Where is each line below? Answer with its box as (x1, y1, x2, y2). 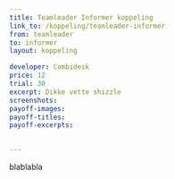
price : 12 (9, 71, 46, 81)
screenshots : (9, 96, 58, 105)
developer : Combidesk (9, 63, 90, 72)
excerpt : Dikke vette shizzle (9, 87, 122, 97)
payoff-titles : (9, 113, 66, 122)
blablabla (9, 162, 43, 172)
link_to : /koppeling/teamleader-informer (9, 21, 166, 30)
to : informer (9, 38, 58, 47)
